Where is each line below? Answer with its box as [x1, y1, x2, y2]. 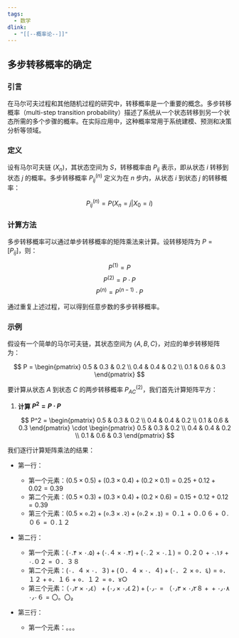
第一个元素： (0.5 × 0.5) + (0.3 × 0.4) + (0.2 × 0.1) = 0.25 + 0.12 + [28, 476, 216, 485]
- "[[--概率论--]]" [14, 30, 68, 38]
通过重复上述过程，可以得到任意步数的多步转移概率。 [7, 302, 164, 311]
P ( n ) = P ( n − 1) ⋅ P [95, 287, 144, 296]
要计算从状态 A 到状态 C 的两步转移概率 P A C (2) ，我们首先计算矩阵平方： [7, 384, 218, 396]
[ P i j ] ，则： [7, 247, 38, 257]
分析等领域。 [7, 125, 45, 134]
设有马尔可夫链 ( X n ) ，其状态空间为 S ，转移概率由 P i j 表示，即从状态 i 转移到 [7, 163, 229, 173]
